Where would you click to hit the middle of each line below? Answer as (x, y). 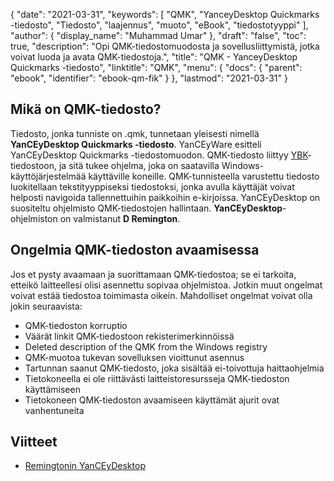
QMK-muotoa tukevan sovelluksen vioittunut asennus (134, 357)
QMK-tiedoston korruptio (76, 325)
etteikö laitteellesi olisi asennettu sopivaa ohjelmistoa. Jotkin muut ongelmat (166, 285)
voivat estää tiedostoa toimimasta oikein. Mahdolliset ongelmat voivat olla (161, 295)
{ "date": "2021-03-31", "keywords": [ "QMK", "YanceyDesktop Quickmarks (165, 14)
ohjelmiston (34, 218)
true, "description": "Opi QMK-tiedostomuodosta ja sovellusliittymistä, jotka (165, 46)
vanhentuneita (54, 410)
